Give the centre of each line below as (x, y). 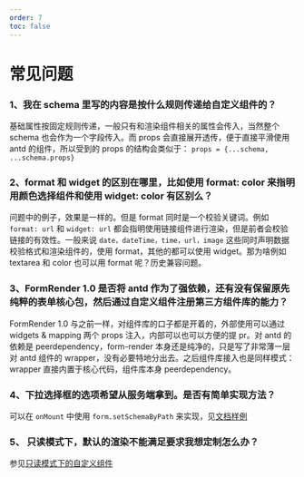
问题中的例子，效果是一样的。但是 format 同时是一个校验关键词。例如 (139, 218)
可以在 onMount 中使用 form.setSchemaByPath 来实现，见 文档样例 (128, 416)
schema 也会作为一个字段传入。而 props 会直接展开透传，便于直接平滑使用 (150, 137)
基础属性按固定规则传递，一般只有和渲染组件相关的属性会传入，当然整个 (144, 126)
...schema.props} (42, 158)
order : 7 (26, 18)
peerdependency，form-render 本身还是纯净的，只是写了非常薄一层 (162, 346)
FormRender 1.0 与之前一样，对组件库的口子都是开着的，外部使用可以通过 (147, 324)
